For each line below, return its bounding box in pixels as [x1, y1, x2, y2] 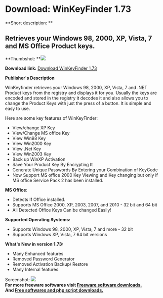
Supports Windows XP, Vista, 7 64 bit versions [12, 231, 107, 237]
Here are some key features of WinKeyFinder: [5, 115, 98, 121]
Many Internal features [12, 266, 59, 272]
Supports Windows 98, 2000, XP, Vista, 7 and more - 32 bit [12, 226, 133, 232]
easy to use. [5, 105, 30, 111]
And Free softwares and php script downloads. [5, 287, 104, 293]
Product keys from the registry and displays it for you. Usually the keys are [5, 90, 157, 96]
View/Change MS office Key [12, 130, 70, 136]
